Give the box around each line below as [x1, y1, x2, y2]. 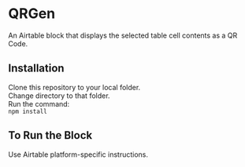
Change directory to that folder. [8, 91, 110, 100]
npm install [8, 107, 47, 115]
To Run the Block [8, 129, 93, 142]
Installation [8, 62, 65, 75]
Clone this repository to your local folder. [8, 82, 141, 92]
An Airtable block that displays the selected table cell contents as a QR [8, 31, 238, 40]
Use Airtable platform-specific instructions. [8, 150, 148, 159]
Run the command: [8, 99, 70, 108]
